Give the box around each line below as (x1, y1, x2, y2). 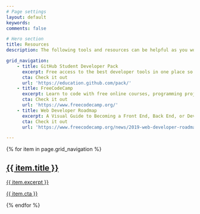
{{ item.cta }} (6, 190, 38, 197)
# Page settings (6, 8, 46, 15)
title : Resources (6, 42, 49, 48)
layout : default (6, 14, 46, 20)
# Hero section (6, 36, 44, 42)
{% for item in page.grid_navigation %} (6, 146, 102, 153)
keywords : (6, 20, 31, 26)
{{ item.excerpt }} (6, 179, 49, 186)
